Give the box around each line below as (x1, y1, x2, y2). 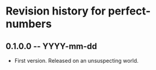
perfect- (108, 4, 151, 18)
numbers (5, 17, 52, 31)
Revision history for (5, 4, 106, 18)
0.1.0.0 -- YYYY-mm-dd (5, 41, 98, 51)
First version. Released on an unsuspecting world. (14, 57, 139, 64)
